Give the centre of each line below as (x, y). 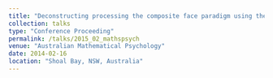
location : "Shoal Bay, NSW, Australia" (76, 62)
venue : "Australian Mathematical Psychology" (87, 46)
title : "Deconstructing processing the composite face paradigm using (130, 16)
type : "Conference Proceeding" (61, 31)
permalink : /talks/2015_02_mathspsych (74, 39)
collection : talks (39, 24)
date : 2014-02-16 (38, 54)
